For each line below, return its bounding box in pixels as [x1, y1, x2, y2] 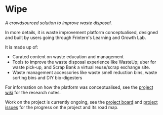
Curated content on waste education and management [12, 53, 123, 60]
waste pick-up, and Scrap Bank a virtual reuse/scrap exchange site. [12, 64, 150, 70]
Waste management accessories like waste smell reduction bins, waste [12, 69, 157, 75]
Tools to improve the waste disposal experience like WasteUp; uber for [12, 59, 157, 65]
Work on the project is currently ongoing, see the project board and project [5, 99, 158, 105]
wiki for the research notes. [5, 89, 61, 95]
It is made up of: [5, 44, 39, 50]
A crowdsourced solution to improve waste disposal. [5, 20, 112, 26]
